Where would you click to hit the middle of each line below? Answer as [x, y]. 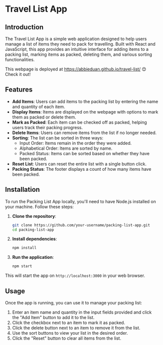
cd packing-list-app [33, 230]
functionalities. [20, 59]
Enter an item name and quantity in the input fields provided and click [82, 312]
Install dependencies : [34, 239]
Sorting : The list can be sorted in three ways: [58, 138]
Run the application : [33, 257]
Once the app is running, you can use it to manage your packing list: [74, 302]
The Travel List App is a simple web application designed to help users [76, 39]
